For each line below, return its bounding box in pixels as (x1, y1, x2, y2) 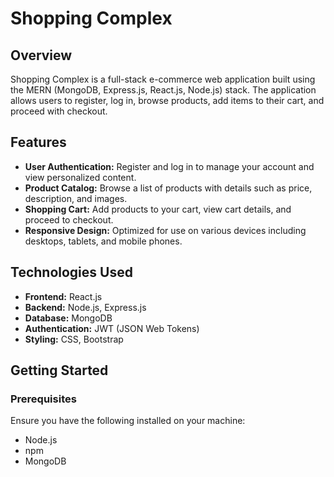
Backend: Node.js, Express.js (24, 301, 147, 313)
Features (10, 134, 67, 151)
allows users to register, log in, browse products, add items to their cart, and (10, 95, 325, 106)
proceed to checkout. (24, 213, 114, 226)
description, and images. (24, 192, 128, 204)
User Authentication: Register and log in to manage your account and (24, 160, 315, 172)
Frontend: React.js (24, 290, 103, 302)
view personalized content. (24, 171, 137, 183)
